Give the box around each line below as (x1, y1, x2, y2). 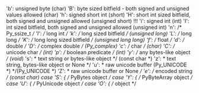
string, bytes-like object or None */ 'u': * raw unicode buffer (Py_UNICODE (6, 61, 188, 68)
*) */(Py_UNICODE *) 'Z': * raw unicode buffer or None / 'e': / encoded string (6, 68, 192, 74)
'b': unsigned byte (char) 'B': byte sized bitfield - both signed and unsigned (6, 5, 190, 12)
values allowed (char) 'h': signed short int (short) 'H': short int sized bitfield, (6, 11, 191, 18)
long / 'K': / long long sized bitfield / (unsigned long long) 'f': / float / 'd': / (6, 36, 185, 43)
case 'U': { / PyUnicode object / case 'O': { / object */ (6, 80, 136, 87)
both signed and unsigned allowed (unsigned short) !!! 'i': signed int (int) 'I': (6, 18, 190, 24)
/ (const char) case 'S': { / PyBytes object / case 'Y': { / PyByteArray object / (6, 74, 192, 81)
